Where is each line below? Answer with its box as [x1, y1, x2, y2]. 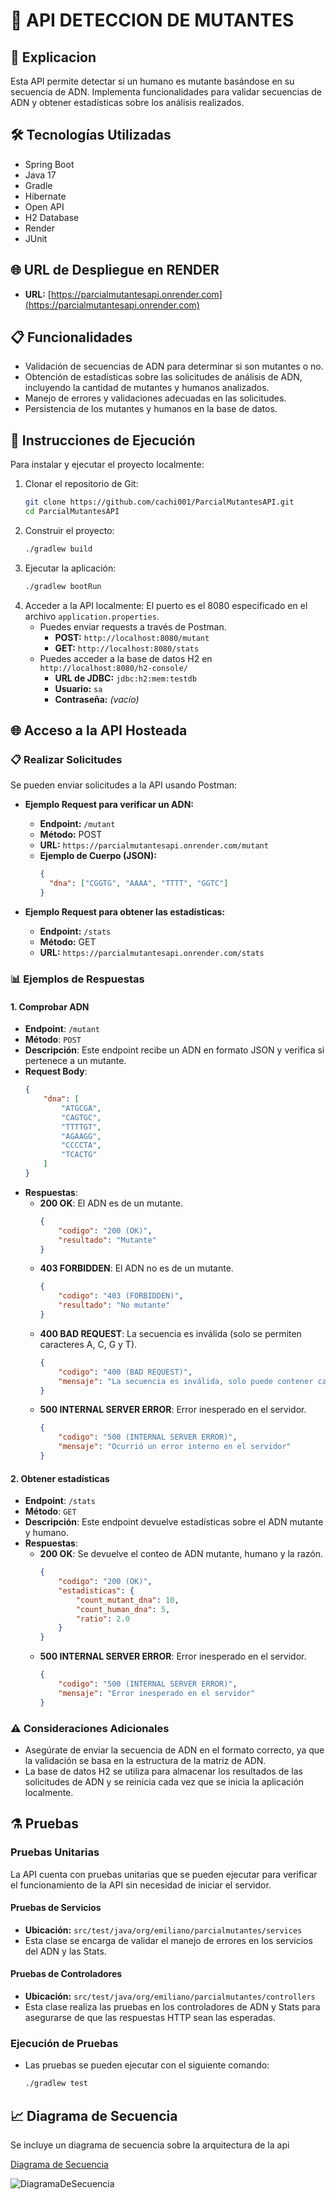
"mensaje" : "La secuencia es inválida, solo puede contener [58, 1376, 314, 1386]
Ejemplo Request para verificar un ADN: [24, 799, 194, 811]
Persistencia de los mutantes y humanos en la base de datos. [24, 403, 278, 415]
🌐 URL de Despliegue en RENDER [10, 262, 220, 279]
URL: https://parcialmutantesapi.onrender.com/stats [39, 947, 265, 959]
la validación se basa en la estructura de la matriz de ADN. [24, 1754, 267, 1766]
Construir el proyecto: [24, 525, 115, 536]
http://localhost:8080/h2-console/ [39, 663, 188, 673]
